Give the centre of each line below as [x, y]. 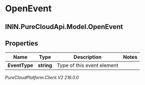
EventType [20, 65]
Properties [22, 43]
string [45, 65]
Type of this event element [88, 65]
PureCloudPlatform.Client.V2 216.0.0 [42, 78]
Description [87, 57]
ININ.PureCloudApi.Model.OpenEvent [64, 27]
